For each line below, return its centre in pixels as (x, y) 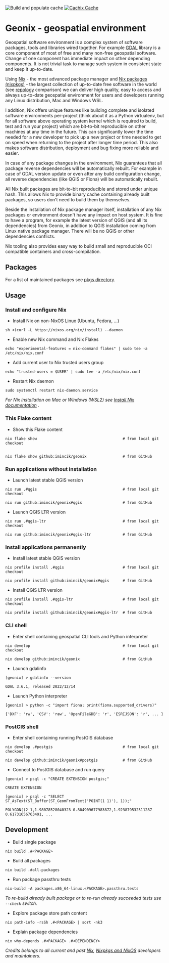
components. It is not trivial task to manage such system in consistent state (83, 64)
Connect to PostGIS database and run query (59, 769)
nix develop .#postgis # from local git (82, 747)
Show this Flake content (38, 429)
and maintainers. (23, 955)
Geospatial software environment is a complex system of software (74, 42)
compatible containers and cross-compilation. (53, 251)
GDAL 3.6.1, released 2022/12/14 (40, 686)
